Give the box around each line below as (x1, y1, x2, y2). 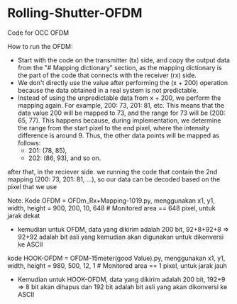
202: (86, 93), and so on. (28, 154, 101, 162)
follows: (17, 138, 41, 147)
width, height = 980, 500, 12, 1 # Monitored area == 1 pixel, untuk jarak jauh (7, 261, 227, 270)
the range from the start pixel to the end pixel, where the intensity (17, 123, 209, 132)
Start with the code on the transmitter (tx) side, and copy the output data (17, 55, 231, 64)
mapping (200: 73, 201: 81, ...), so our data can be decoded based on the (7, 175, 221, 184)
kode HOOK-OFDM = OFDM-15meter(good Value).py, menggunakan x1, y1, (7, 254, 226, 262)
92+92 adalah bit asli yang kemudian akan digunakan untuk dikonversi (17, 232, 224, 241)
